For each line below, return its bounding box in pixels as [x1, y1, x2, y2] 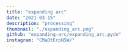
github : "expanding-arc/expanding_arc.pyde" [6, 32, 122, 38]
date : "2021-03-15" [6, 15, 56, 21]
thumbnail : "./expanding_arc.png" [6, 26, 95, 32]
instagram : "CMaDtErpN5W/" [6, 37, 75, 43]
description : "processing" [6, 20, 75, 26]
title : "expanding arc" [6, 9, 67, 15]
